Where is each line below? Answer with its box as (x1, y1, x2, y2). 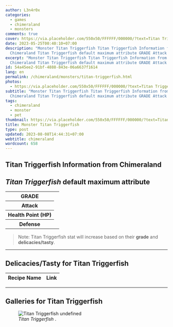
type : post (5, 127, 29, 132)
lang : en (5, 70, 24, 75)
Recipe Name (8, 274, 42, 281)
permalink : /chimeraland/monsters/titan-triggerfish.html (5, 74, 132, 80)
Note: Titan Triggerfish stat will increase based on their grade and (18, 234, 159, 240)
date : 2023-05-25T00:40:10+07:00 (5, 41, 77, 46)
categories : (5, 12, 31, 17)
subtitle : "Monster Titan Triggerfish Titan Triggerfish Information (5, 88, 158, 94)
